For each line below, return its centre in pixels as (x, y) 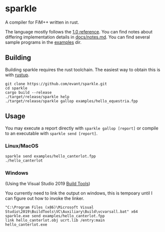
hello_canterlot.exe (26, 225)
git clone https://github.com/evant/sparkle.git (56, 84)
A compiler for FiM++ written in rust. (42, 22)
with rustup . (17, 75)
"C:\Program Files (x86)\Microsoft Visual (49, 207)
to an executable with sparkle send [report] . (51, 133)
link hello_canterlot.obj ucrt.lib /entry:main (55, 220)
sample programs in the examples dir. (43, 42)
